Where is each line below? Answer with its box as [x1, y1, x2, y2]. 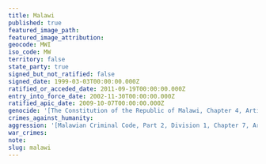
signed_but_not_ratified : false [8, 70, 115, 78]
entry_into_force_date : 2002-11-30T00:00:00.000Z [8, 92, 176, 100]
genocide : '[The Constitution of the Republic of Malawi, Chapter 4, [8, 107, 243, 115]
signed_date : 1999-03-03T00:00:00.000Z [8, 77, 140, 85]
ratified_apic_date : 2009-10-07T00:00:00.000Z [8, 99, 165, 107]
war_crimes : [8, 129, 47, 136]
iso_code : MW [8, 48, 51, 56]
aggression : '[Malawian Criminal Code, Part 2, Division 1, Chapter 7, [8, 121, 249, 129]
